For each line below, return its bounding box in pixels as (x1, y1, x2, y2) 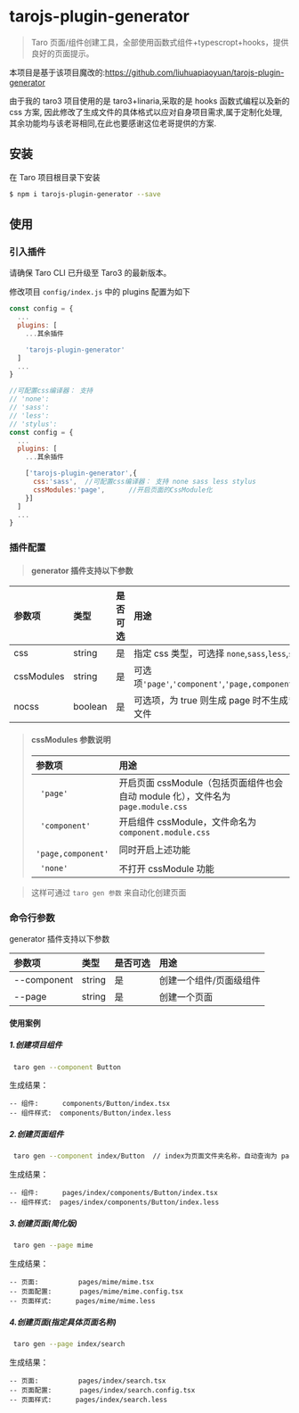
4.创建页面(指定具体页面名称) (9, 1317, 117, 1327)
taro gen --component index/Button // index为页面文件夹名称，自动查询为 (12, 1151, 278, 1161)
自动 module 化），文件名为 (118, 790, 231, 802)
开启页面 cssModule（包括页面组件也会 (118, 777, 283, 789)
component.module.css (118, 827, 211, 837)
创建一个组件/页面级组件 (158, 974, 261, 986)
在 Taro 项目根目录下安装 (9, 171, 101, 182)
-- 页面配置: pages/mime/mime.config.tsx (9, 1287, 184, 1296)
